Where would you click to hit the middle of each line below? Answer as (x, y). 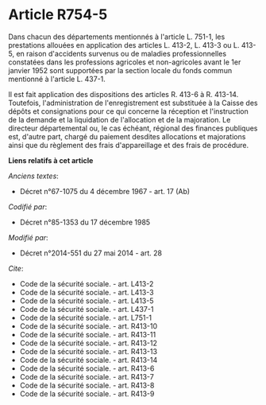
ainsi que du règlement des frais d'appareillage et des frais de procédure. (129, 145)
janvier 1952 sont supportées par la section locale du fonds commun (120, 70)
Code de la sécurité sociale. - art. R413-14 (89, 360)
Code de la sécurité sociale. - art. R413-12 (88, 343)
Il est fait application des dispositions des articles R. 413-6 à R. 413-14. (123, 94)
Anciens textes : (34, 176)
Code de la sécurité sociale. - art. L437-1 (87, 309)
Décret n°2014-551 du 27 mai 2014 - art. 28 (91, 253)
